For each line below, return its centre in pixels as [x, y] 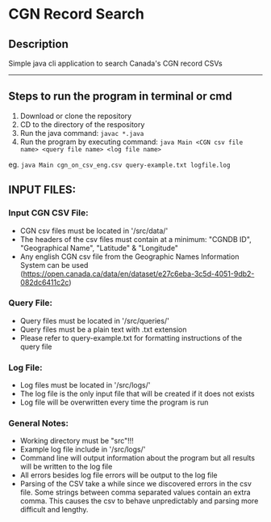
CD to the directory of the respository [82, 124]
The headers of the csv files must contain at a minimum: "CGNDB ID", [135, 239]
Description [38, 44]
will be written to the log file [66, 467]
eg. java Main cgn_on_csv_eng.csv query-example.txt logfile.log [119, 164]
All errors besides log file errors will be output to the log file [119, 475]
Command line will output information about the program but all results [138, 458]
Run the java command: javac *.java [82, 133]
